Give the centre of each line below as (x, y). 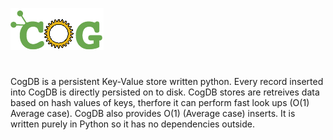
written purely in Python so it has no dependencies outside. (133, 124)
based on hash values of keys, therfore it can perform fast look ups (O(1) (160, 103)
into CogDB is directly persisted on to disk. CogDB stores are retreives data (165, 92)
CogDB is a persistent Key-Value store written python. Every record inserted (167, 82)
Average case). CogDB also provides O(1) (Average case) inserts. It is (153, 114)
